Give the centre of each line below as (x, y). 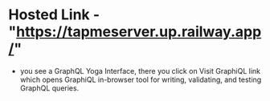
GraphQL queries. (49, 88)
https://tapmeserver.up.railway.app (139, 32)
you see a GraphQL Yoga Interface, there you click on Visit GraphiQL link (140, 71)
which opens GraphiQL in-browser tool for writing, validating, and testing (141, 79)
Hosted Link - (54, 15)
